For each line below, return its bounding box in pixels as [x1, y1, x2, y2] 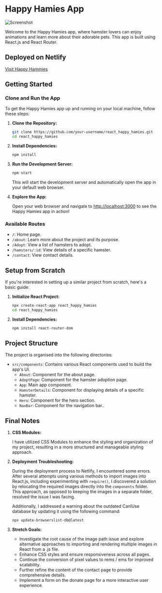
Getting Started [5, 80, 53, 88]
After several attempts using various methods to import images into [12, 473, 147, 479]
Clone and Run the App [5, 95, 60, 101]
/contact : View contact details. [12, 252, 74, 258]
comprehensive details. [19, 572, 66, 578]
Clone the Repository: [12, 120, 57, 126]
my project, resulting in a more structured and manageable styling [12, 444, 144, 450]
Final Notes [5, 416, 40, 425]
